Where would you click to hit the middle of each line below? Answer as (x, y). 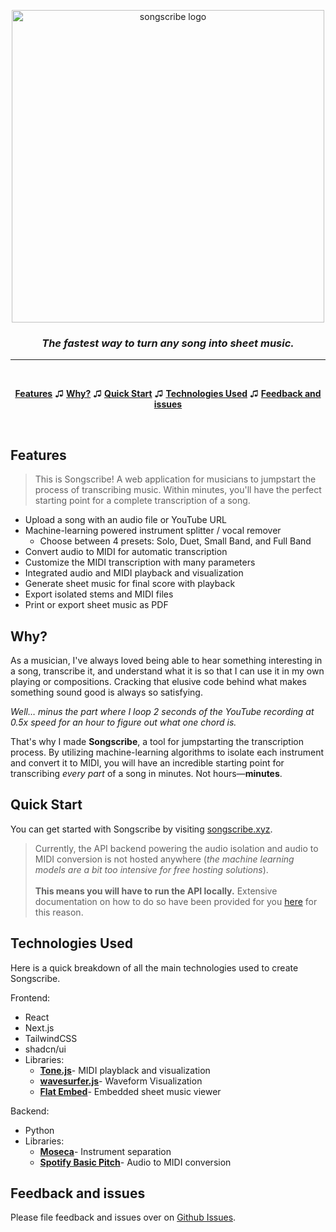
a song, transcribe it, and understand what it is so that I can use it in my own (167, 671)
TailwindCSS (51, 1038)
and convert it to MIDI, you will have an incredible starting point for (147, 762)
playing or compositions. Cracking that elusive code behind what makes (158, 681)
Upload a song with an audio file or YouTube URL (125, 520)
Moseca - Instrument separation (105, 1151)
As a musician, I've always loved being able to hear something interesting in (166, 660)
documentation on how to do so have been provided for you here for (176, 901)
